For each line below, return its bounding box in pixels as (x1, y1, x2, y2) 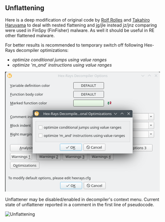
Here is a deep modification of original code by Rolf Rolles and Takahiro (5, 17, 150, 23)
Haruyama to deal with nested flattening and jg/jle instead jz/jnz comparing (5, 22, 157, 28)
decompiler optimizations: (16, 47, 69, 53)
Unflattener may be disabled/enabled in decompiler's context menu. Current (5, 196, 160, 202)
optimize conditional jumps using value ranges (12, 56, 107, 63)
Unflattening (5, 4, 45, 12)
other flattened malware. (5, 32, 55, 38)
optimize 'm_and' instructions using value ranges (12, 62, 112, 68)
